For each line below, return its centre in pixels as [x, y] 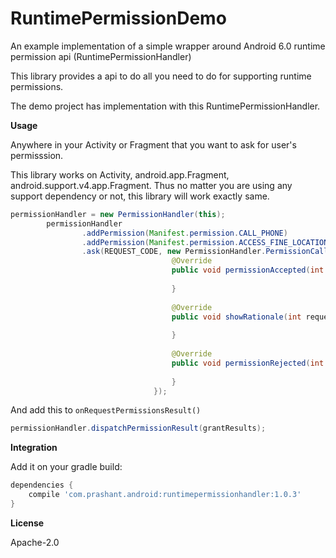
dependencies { [42, 485]
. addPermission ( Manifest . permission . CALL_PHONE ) [184, 233]
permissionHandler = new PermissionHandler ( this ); [118, 214]
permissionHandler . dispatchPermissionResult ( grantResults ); [138, 428]
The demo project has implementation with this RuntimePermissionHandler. [165, 106]
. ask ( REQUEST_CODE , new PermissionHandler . [174, 252]
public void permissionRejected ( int [248, 363]
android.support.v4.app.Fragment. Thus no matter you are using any [151, 185]
